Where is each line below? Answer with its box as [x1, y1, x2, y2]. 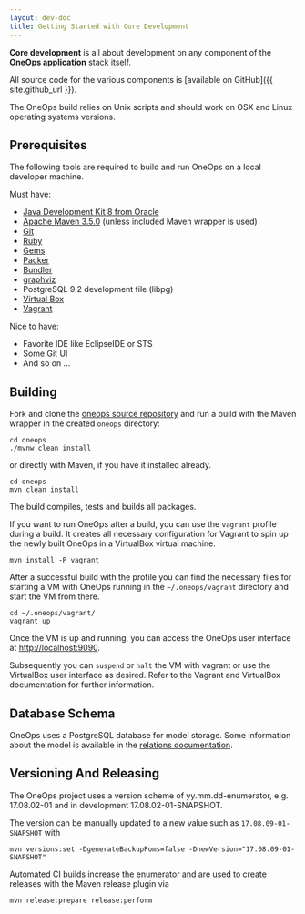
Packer [22, 255, 50, 266]
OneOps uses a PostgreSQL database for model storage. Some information [9, 729, 291, 740]
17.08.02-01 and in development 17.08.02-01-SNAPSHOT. [9, 799, 223, 810]
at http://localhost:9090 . [9, 643, 101, 654]
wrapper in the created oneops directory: [9, 418, 161, 429]
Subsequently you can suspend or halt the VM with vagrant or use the [9, 660, 271, 671]
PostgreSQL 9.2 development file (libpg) [22, 284, 174, 295]
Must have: [9, 188, 52, 200]
